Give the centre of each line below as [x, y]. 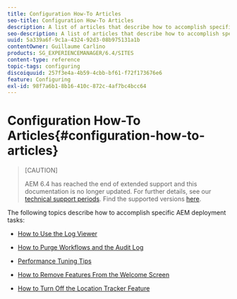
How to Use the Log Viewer [57, 234]
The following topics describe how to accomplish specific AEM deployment [117, 213]
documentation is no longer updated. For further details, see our [118, 192]
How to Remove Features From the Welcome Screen [93, 275]
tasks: [16, 220]
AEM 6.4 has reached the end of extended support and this [111, 184]
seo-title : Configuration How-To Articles [71, 20]
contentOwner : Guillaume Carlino [56, 47]
